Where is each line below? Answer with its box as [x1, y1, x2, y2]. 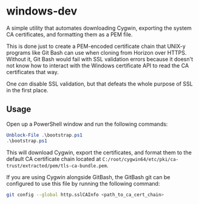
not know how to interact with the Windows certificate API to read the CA [6, 62, 189, 69]
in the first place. [6, 86, 49, 93]
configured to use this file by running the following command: [6, 180, 160, 187]
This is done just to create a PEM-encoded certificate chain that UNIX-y [6, 42, 186, 50]
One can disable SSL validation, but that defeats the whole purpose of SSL [6, 80, 193, 87]
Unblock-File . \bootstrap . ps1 [6, 132, 83, 138]
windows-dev [6, 4, 78, 18]
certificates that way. [6, 68, 59, 75]
